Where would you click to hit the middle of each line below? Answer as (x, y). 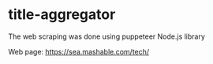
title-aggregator (62, 15)
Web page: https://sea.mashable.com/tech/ (79, 51)
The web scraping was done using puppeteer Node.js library (106, 36)
